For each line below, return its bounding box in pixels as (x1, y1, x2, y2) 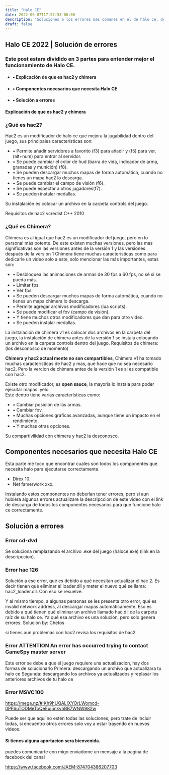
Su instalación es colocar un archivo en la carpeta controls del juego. (5, 200, 148, 207)
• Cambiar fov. (12, 407, 43, 413)
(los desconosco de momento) (5, 345, 69, 351)
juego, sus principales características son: (5, 138, 93, 144)
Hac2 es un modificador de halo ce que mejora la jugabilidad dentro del (5, 133, 154, 139)
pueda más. (12, 276, 37, 283)
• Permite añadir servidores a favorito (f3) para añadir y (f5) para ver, (12, 148, 156, 154)
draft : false (5, 21, 33, 27)
